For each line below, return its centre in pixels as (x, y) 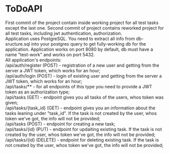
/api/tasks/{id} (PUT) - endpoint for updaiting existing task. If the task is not (84, 129)
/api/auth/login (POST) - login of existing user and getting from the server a (83, 76)
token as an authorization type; (37, 92)
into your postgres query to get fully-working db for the (89, 44)
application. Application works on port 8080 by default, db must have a (79, 49)
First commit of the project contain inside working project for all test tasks (82, 23)
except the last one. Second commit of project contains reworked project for (84, 28)
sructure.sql (18, 44)
